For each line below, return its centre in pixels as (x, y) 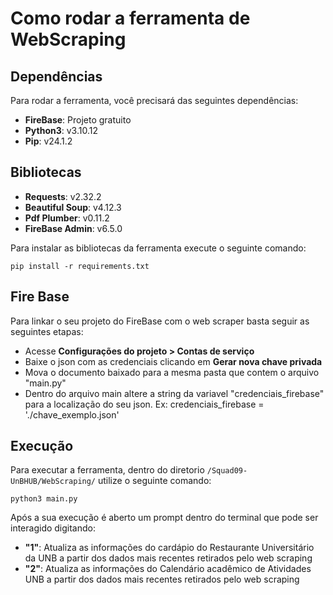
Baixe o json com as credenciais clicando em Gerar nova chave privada (173, 361)
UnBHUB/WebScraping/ (53, 482)
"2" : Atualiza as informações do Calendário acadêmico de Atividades (168, 569)
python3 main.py (44, 499)
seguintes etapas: (47, 331)
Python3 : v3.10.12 (61, 130)
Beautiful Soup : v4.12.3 (73, 207)
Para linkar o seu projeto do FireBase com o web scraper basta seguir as (160, 321)
